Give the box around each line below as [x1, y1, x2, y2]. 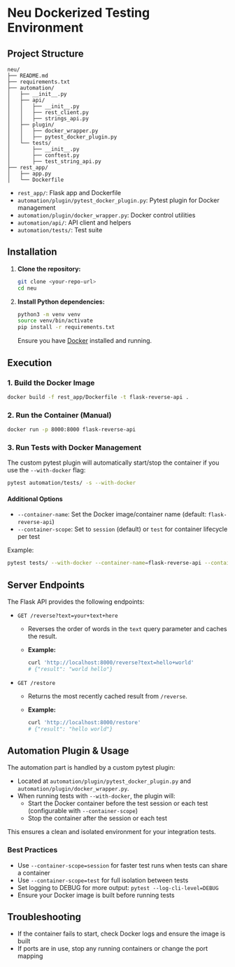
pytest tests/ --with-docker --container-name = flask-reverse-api [7, 560, 201, 567]
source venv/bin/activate [17, 317, 93, 325]
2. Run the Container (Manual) [7, 410, 112, 420]
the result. [27, 632, 57, 640]
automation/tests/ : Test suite [17, 226, 103, 234]
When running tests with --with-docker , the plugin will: [17, 792, 176, 800]
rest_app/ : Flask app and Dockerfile [17, 189, 121, 197]
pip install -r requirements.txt [17, 324, 115, 331]
